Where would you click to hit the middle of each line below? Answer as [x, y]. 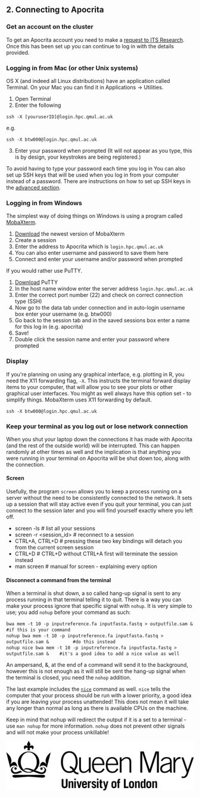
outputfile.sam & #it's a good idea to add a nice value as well [93, 654]
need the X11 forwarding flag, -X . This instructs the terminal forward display [99, 381]
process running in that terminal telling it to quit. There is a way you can [94, 600]
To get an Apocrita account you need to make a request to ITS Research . [95, 40]
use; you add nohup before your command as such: [68, 612]
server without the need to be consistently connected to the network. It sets [99, 498]
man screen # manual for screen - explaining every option [86, 567]
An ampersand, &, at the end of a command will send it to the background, [97, 665]
